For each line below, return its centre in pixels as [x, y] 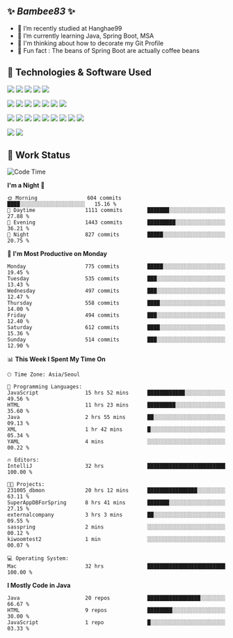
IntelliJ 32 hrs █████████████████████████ [116, 466]
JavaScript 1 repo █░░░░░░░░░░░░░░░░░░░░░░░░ [116, 623]
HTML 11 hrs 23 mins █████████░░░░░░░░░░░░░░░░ [116, 405]
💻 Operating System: [38, 559]
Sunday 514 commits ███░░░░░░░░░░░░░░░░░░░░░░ [116, 340]
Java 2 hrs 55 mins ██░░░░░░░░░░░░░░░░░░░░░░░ [116, 418]
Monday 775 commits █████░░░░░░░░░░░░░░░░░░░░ [116, 267]
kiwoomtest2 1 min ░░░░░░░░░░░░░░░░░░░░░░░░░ [116, 540]
